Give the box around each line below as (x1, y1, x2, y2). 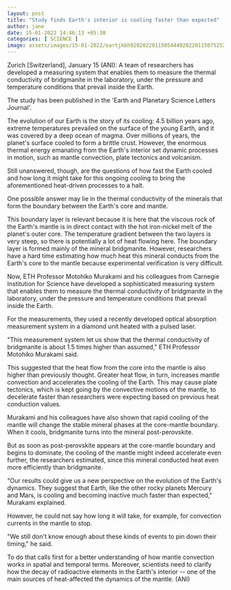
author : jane (7, 23, 45, 30)
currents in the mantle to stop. (7, 519, 93, 527)
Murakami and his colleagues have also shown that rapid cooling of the (7, 413, 209, 422)
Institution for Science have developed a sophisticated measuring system (7, 280, 215, 287)
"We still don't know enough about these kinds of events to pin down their (7, 532, 217, 540)
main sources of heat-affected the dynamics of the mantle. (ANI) (7, 575, 190, 583)
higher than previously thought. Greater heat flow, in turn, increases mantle (7, 371, 220, 379)
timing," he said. (7, 540, 53, 547)
